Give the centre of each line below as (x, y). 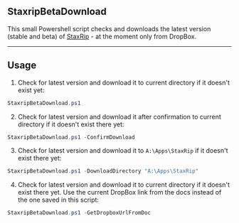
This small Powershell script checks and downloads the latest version (109, 28)
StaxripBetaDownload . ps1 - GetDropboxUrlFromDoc (79, 213)
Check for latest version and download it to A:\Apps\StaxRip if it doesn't (123, 151)
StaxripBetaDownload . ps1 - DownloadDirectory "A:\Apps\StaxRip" (103, 171)
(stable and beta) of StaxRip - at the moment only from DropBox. (102, 36)
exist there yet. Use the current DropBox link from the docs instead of (119, 192)
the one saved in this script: (58, 200)
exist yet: (31, 90)
